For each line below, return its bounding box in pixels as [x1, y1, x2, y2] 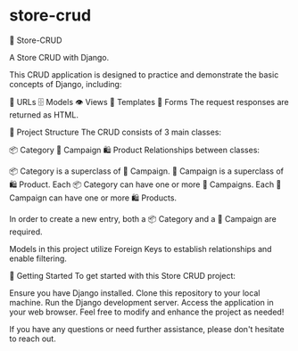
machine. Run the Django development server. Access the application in [9, 297, 274, 307]
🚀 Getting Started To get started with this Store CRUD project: [9, 270, 236, 281]
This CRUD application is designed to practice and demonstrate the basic [9, 69, 279, 80]
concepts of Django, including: [9, 78, 122, 89]
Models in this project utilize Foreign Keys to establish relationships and [9, 243, 272, 254]
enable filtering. [9, 253, 67, 264]
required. [9, 226, 43, 237]
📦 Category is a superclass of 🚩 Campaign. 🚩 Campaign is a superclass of [9, 166, 284, 176]
